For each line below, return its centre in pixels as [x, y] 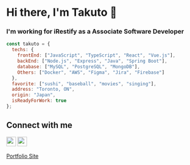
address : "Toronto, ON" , [43, 90]
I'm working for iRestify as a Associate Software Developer [95, 32]
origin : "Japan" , [34, 95]
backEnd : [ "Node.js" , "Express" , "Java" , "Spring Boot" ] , [92, 61]
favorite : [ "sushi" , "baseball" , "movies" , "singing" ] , [84, 84]
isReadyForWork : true [39, 101]
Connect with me [40, 125]
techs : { [23, 50]
